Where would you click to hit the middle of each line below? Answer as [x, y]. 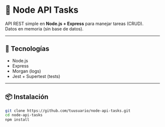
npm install [17, 120]
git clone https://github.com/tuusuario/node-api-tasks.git [68, 111]
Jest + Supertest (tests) [36, 76]
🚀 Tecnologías [27, 49]
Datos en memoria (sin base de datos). [44, 28]
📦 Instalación [27, 97]
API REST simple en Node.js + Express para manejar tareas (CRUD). [74, 24]
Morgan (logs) [27, 71]
